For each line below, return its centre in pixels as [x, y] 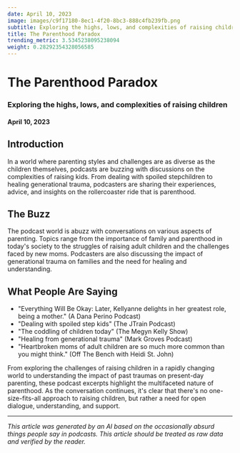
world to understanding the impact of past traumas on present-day [106, 376]
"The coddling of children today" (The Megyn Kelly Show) [103, 332]
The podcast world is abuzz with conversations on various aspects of [110, 231]
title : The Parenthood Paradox [54, 34]
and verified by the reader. [46, 442]
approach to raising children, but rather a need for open [124, 398]
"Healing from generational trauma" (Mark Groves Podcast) [105, 339]
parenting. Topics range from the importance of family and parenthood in [115, 239]
